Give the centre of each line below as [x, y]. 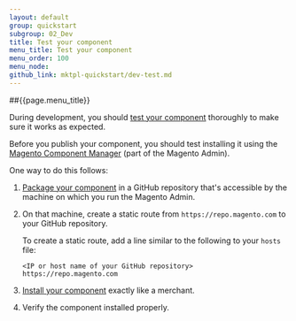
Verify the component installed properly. [96, 307]
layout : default [39, 17]
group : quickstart [43, 26]
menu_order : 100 [39, 58]
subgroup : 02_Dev [41, 34]
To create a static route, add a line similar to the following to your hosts [152, 241]
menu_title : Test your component [71, 50]
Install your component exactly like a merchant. [108, 290]
